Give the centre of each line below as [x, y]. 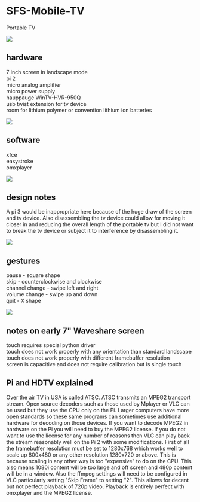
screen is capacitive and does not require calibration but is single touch [94, 364]
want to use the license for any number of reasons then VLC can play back [98, 436]
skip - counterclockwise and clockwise [54, 282]
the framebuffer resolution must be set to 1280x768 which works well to [95, 448]
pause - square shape [33, 275]
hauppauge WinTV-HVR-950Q [44, 98]
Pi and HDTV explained [50, 383]
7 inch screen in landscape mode [47, 72]
